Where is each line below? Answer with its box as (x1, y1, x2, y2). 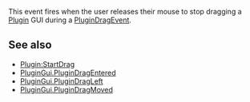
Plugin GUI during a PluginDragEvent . (8, 15, 132, 25)
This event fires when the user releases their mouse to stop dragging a (8, 7, 242, 16)
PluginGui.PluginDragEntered (19, 68, 116, 77)
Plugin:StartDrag (19, 59, 75, 69)
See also (8, 38, 52, 52)
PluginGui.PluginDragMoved (19, 84, 114, 94)
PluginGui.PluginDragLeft (19, 76, 103, 86)
